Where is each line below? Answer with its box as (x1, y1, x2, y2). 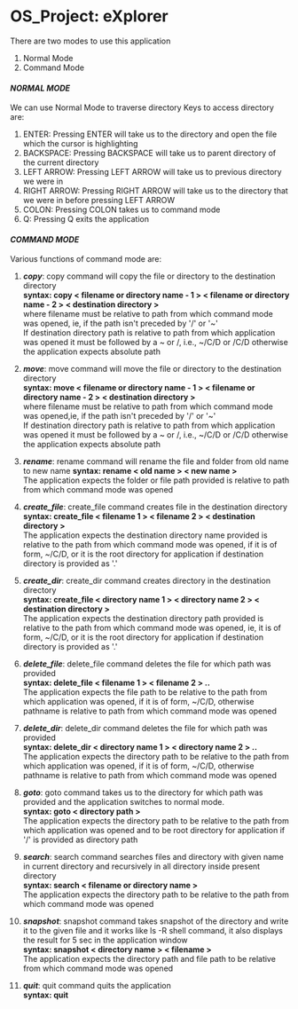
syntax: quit (22, 989, 69, 1000)
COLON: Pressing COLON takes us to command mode (22, 204, 221, 215)
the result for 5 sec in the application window (22, 934, 189, 946)
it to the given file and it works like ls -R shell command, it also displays (22, 926, 283, 936)
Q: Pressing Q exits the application (22, 214, 150, 225)
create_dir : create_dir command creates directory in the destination (22, 575, 271, 587)
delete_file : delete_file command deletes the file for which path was (22, 658, 271, 669)
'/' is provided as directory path (22, 834, 138, 845)
